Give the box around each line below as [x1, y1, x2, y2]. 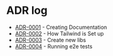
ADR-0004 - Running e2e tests [15, 43, 92, 50]
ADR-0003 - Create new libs [15, 36, 86, 43]
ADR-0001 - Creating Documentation [15, 23, 108, 31]
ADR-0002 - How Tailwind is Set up [15, 30, 104, 37]
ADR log [6, 4, 48, 17]
